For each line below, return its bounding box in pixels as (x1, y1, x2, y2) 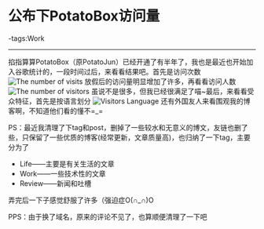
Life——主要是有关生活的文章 (19, 158, 115, 169)
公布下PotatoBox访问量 (8, 7, 160, 25)
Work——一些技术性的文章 (19, 169, 106, 178)
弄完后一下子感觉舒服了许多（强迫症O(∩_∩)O (8, 195, 155, 205)
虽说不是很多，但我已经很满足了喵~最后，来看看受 (91, 86, 255, 96)
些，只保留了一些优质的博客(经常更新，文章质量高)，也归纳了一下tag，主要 (8, 133, 251, 142)
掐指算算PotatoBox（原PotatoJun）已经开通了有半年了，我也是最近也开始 (8, 56, 247, 67)
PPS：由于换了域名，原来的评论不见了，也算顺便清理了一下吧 (8, 212, 207, 221)
